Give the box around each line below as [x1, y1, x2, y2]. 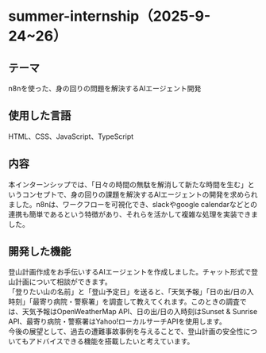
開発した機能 [8, 245, 71, 259]
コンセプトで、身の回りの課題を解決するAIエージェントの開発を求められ [21, 190, 258, 199]
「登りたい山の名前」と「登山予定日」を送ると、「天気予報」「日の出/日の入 [8, 287, 254, 297]
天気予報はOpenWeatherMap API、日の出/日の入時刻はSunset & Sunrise [21, 307, 258, 317]
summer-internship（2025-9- [8, 7, 211, 25]
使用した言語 [8, 109, 71, 123]
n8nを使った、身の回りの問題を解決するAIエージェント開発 [8, 84, 202, 93]
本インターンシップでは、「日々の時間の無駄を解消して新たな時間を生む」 [8, 179, 248, 189]
